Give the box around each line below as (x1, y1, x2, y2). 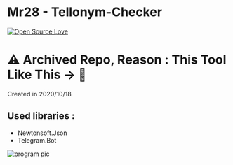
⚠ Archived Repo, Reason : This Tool (7, 52, 227, 68)
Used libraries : (7, 110, 75, 122)
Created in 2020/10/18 (7, 89, 72, 98)
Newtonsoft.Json (17, 129, 67, 137)
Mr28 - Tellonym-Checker (7, 4, 163, 20)
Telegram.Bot (17, 136, 57, 144)
